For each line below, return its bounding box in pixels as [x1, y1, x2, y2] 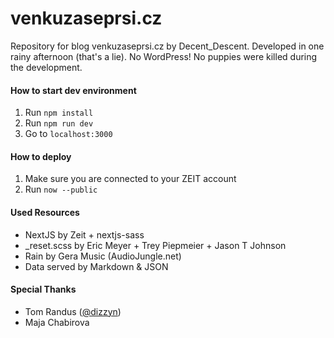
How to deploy [10, 150, 72, 162]
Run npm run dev [24, 117, 94, 129]
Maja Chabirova [24, 316, 90, 328]
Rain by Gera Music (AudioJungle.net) [24, 250, 182, 262]
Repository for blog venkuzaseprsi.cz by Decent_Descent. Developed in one [10, 40, 325, 52]
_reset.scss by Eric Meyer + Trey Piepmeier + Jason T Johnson [24, 239, 287, 251]
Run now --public [24, 183, 98, 196]
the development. [10, 61, 83, 73]
